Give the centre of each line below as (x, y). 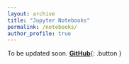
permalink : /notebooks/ (43, 27)
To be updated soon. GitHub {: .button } (64, 53)
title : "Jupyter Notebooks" (49, 20)
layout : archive (31, 14)
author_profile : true (39, 33)
